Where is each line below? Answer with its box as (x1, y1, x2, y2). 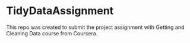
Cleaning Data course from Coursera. (6, 29, 98, 37)
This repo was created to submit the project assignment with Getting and (6, 24, 185, 31)
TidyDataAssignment (6, 4, 114, 18)
